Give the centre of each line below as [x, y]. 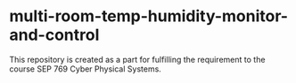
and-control [54, 35]
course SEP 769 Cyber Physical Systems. [86, 69]
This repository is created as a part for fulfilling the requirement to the [137, 59]
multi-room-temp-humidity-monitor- [148, 16]
